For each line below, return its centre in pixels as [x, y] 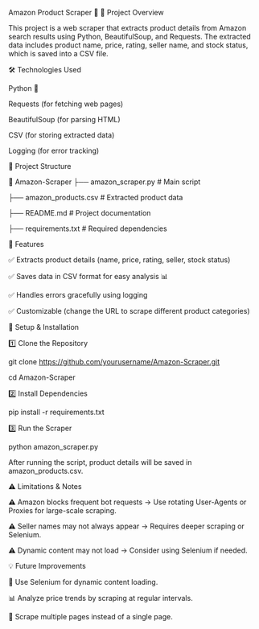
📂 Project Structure [40, 166]
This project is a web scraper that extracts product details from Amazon [127, 28]
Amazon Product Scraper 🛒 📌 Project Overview [86, 12]
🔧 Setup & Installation [43, 327]
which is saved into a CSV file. [58, 53]
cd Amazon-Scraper [42, 377]
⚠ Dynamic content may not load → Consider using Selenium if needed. [128, 550]
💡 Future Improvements [47, 566]
